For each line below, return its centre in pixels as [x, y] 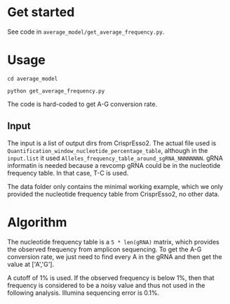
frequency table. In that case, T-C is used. [68, 173]
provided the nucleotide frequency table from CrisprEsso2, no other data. [113, 194]
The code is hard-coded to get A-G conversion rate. [82, 104]
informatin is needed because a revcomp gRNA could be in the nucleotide [114, 165]
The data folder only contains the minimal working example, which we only [115, 186]
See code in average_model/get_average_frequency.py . [86, 32]
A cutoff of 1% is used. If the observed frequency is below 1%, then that [111, 277]
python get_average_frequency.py [56, 91]
